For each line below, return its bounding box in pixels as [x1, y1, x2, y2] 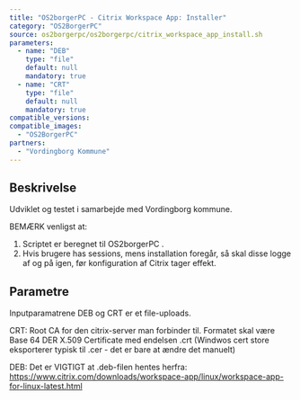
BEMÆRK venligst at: [9, 221, 88, 232]
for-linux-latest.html [9, 381, 83, 392]
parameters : [9, 38, 54, 48]
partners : [9, 138, 47, 147]
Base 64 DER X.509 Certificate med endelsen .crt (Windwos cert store [9, 334, 269, 346]
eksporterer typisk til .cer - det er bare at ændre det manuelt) [9, 344, 236, 355]
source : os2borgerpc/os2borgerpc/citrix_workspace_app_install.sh [9, 30, 263, 39]
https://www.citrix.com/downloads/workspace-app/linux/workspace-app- [9, 371, 285, 382]
